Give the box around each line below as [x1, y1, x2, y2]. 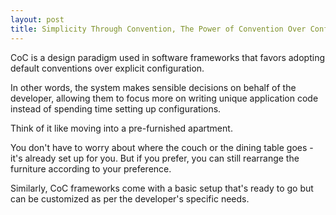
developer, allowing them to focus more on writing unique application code [10, 92, 319, 104]
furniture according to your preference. [10, 162, 172, 175]
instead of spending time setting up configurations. [10, 102, 222, 115]
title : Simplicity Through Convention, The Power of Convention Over [10, 24, 307, 34]
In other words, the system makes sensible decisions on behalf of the [10, 81, 297, 93]
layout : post [10, 14, 65, 25]
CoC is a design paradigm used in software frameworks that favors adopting [10, 51, 325, 63]
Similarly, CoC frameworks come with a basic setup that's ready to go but [10, 182, 314, 194]
